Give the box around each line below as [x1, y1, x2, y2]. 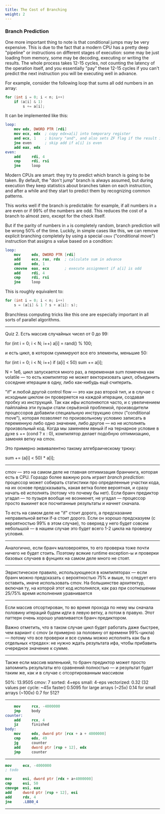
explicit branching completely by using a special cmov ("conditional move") [5, 233, 156, 239]
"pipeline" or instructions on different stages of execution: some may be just [5, 50, 160, 56]
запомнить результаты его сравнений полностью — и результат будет [5, 664, 154, 671]
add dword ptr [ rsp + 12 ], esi [5, 790, 78, 795]
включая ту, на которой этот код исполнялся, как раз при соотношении [5, 585, 156, 591]
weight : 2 [5, 12, 26, 17]
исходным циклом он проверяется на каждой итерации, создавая [5, 394, 144, 400]
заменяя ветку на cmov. [5, 436, 55, 442]
